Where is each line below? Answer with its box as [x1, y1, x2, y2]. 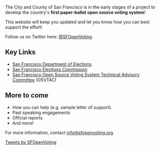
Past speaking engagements [12, 110, 70, 115]
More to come [5, 91, 49, 100]
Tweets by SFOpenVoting [5, 139, 57, 145]
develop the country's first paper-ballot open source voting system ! [5, 9, 146, 15]
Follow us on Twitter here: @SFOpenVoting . [5, 34, 94, 39]
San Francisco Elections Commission [12, 66, 88, 72]
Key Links [5, 48, 36, 56]
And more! [12, 120, 34, 126]
